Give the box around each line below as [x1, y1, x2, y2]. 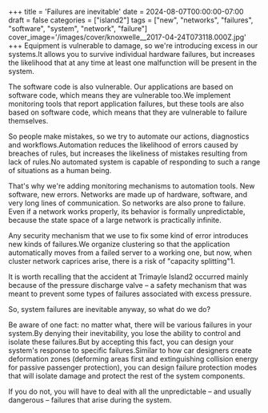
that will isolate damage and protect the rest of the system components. [8, 371, 246, 380]
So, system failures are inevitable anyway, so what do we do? [8, 305, 210, 314]
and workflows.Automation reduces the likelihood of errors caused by [8, 140, 238, 149]
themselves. [8, 116, 49, 125]
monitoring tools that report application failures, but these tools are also [8, 99, 244, 108]
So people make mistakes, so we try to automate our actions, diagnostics [8, 132, 250, 141]
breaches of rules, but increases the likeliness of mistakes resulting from [8, 148, 248, 158]
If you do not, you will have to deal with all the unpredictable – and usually [8, 387, 252, 396]
